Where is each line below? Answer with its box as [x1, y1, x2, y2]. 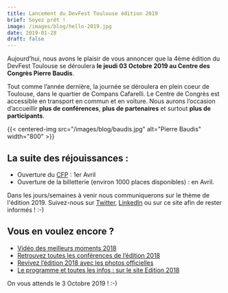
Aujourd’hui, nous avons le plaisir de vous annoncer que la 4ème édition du [7, 54, 220, 63]
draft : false [7, 36, 45, 43]
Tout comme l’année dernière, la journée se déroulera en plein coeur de [7, 83, 209, 91]
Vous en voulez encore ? [7, 226, 115, 237]
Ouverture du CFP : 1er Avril [16, 170, 96, 179]
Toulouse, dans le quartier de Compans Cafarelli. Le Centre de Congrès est [7, 90, 220, 98]
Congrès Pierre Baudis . [7, 69, 74, 78]
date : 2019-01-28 [7, 29, 57, 36]
